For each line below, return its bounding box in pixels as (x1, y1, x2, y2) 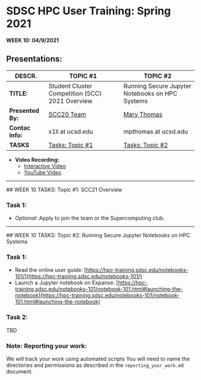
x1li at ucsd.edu (48, 127, 94, 136)
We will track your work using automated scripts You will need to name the (6, 355, 190, 362)
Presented (9, 106, 39, 115)
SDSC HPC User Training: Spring (6, 4, 171, 18)
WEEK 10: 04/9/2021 (6, 36, 59, 44)
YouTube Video (23, 168, 62, 176)
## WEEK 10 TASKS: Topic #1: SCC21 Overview (6, 186, 123, 193)
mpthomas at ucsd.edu (123, 127, 188, 136)
